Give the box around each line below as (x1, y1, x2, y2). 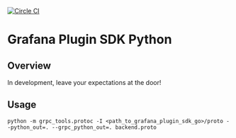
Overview (7, 59, 52, 71)
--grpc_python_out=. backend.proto (52, 124, 157, 131)
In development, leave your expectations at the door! (7, 79, 162, 86)
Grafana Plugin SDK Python (7, 32, 172, 47)
